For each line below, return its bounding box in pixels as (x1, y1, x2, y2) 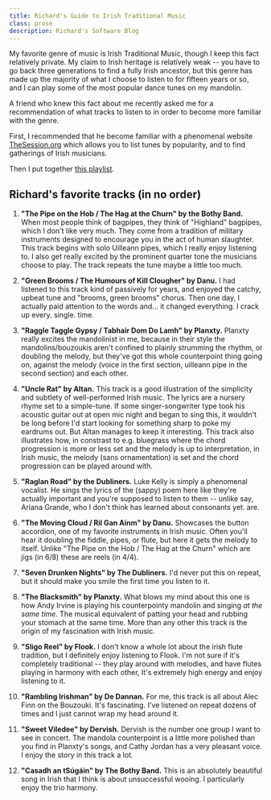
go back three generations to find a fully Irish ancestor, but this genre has (9, 66, 253, 76)
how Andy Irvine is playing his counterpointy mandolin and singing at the (20, 601, 263, 611)
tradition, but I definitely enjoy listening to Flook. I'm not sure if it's (20, 650, 240, 661)
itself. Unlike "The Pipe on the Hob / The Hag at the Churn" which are (20, 544, 251, 553)
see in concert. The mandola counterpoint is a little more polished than (20, 733, 256, 743)
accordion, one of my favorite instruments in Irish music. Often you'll (20, 527, 248, 537)
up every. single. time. (20, 310, 95, 320)
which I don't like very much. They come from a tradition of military (20, 226, 244, 236)
